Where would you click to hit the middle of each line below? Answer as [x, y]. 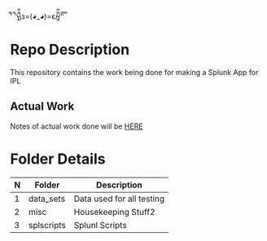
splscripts [48, 225]
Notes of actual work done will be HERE [77, 126]
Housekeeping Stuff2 [114, 212]
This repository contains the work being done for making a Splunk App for [134, 72]
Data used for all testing [119, 199]
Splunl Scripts [101, 225]
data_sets [47, 199]
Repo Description [70, 50]
